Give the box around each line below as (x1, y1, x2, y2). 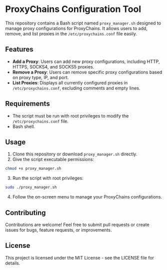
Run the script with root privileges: (12, 175, 83, 181)
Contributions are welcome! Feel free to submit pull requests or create (5, 221, 150, 227)
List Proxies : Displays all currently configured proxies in (12, 79, 128, 85)
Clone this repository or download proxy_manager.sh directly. (12, 151, 137, 157)
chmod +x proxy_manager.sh (5, 166, 61, 171)
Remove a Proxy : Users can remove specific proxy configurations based (12, 69, 162, 75)
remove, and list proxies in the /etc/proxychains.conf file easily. (5, 30, 137, 36)
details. (5, 260, 20, 266)
